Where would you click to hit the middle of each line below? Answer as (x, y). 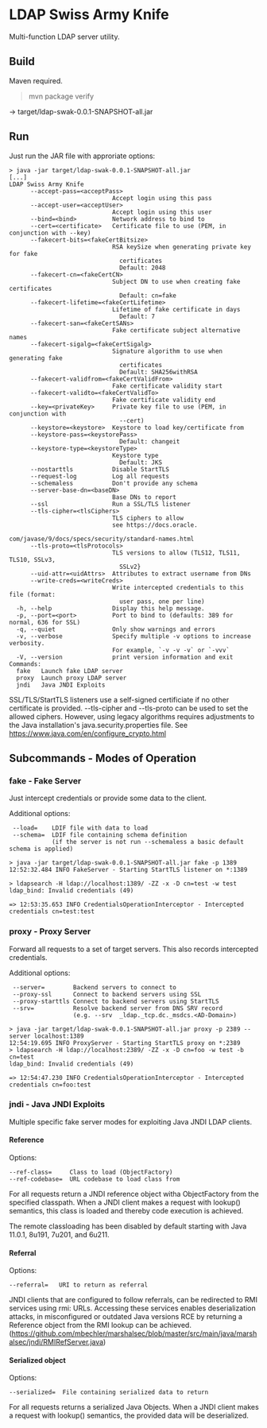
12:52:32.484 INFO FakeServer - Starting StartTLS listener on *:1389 (128, 870)
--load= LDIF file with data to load (80, 828)
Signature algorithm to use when (167, 351)
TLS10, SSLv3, (33, 559)
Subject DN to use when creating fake (176, 281)
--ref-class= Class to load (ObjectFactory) (91, 1173)
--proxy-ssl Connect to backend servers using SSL (107, 994)
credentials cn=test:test (52, 911)
